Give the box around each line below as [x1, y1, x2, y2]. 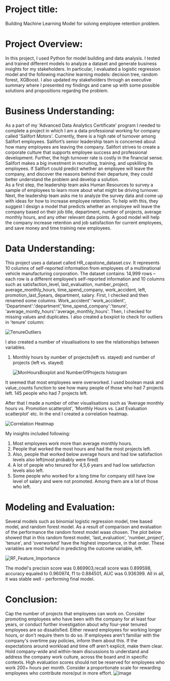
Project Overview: [5, 38, 83, 50]
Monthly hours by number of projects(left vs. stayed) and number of [12, 354, 155, 360]
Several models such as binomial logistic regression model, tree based [5, 518, 153, 524]
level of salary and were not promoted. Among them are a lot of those [12, 478, 158, 484]
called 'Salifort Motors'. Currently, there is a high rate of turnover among [5, 133, 156, 139]
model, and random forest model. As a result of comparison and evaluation [5, 523, 162, 530]
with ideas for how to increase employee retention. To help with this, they [5, 197, 158, 204]
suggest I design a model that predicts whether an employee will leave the [5, 203, 161, 209]
